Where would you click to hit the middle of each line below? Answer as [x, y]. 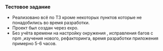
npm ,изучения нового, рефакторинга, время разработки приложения [85, 38]
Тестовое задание [28, 7]
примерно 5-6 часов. [34, 44]
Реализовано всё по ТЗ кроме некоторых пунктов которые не [77, 18]
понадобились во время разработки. [51, 23]
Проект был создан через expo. [45, 28]
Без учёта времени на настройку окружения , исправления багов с [83, 33]
